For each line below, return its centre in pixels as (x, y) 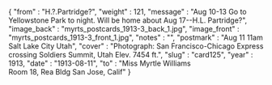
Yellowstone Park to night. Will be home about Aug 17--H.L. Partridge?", (128, 20)
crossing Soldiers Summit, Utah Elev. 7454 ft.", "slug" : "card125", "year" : (131, 55)
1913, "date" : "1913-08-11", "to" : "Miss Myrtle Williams (100, 63)
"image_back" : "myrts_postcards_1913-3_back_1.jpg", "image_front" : (124, 29)
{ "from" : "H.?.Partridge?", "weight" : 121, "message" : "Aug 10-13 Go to (127, 12)
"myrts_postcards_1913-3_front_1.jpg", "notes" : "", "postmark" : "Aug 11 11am (136, 37)
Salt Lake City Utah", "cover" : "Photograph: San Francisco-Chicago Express (136, 46)
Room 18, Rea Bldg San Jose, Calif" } (70, 72)
